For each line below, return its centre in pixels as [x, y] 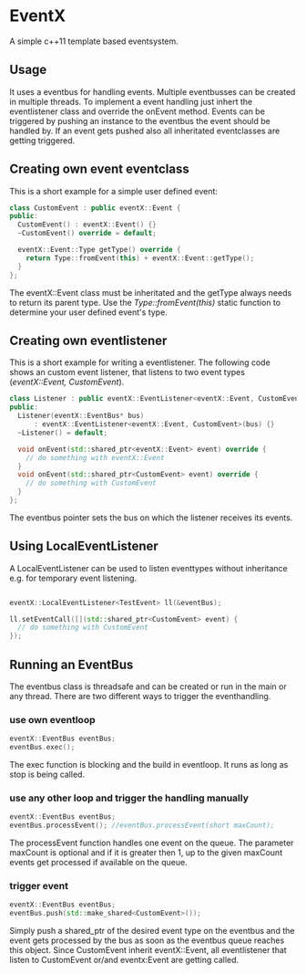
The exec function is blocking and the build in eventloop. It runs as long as [149, 765]
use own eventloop [52, 719]
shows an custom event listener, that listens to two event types [127, 372]
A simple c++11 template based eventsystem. [94, 41]
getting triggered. [42, 140]
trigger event [39, 886]
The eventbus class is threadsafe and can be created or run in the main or [148, 686]
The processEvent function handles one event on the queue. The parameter [152, 843]
